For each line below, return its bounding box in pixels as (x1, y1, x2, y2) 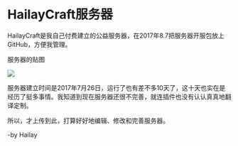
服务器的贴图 (7, 55, 45, 64)
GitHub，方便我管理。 (7, 40, 72, 48)
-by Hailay (7, 130, 38, 139)
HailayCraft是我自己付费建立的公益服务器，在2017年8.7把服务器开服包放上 (7, 31, 225, 40)
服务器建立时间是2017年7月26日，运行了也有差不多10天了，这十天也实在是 (7, 83, 226, 92)
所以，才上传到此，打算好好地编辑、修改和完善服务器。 (7, 116, 169, 125)
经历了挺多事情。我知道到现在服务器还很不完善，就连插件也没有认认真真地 (7, 92, 225, 101)
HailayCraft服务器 (7, 6, 114, 23)
